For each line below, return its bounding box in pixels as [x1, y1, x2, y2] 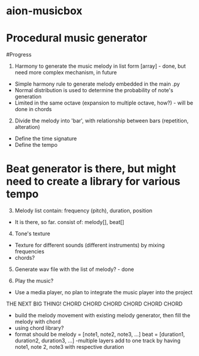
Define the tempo [14, 141, 58, 149]
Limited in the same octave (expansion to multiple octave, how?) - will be [14, 99, 194, 106]
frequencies [14, 248, 45, 255]
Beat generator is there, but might [6, 162, 176, 176]
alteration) [14, 124, 40, 131]
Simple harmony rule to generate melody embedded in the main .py [14, 80, 180, 87]
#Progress [6, 51, 31, 58]
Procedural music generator [6, 31, 147, 45]
